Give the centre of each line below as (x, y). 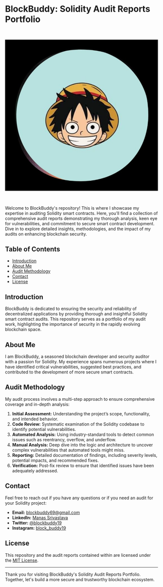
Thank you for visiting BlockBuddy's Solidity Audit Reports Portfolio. (73, 574)
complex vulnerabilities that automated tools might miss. (68, 450)
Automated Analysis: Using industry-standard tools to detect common (83, 434)
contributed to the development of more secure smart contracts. (69, 372)
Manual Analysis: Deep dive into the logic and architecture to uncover (82, 445)
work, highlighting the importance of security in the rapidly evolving (73, 324)
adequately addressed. (35, 470)
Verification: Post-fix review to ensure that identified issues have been (83, 465)
